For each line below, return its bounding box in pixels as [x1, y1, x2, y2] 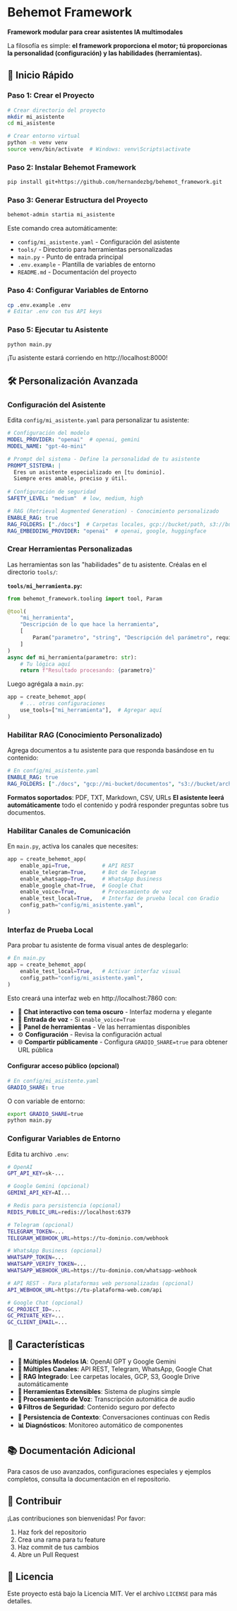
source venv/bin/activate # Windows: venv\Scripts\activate [7, 146, 191, 153]
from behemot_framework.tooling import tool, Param [7, 595, 162, 602]
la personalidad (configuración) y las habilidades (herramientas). [7, 49, 202, 57]
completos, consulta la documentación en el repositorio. [7, 1475, 171, 1483]
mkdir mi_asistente [7, 113, 65, 120]
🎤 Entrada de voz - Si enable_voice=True [17, 1015, 136, 1023]
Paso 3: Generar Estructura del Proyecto [7, 195, 148, 205]
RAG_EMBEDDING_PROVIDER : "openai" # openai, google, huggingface [7, 528, 207, 535]
